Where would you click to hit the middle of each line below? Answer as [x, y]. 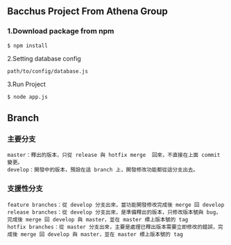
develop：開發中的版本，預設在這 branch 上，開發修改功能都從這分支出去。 [103, 170]
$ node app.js [28, 96]
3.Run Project [27, 84]
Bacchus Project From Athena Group [88, 11]
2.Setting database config [44, 58]
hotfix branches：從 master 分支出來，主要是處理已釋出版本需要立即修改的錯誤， [113, 227]
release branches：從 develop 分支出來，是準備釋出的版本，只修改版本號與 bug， [114, 212]
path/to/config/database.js [48, 71]
